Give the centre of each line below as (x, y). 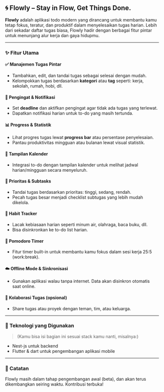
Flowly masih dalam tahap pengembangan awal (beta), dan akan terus (76, 379)
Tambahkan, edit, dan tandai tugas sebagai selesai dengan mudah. (79, 75)
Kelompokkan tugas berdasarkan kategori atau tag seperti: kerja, (78, 81)
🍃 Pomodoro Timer (24, 241)
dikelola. (20, 202)
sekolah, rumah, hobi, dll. (37, 86)
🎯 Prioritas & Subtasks (28, 181)
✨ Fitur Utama (22, 52)
